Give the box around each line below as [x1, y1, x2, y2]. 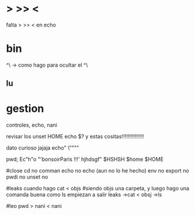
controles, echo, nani [6, 121, 58, 128]
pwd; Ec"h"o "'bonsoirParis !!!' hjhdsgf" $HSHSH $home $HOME [6, 156, 164, 163]
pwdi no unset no [6, 173, 48, 181]
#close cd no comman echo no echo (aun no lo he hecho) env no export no [6, 167, 190, 174]
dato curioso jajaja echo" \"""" [6, 144, 80, 151]
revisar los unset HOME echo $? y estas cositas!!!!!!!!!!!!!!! [6, 133, 144, 140]
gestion [6, 102, 44, 115]
